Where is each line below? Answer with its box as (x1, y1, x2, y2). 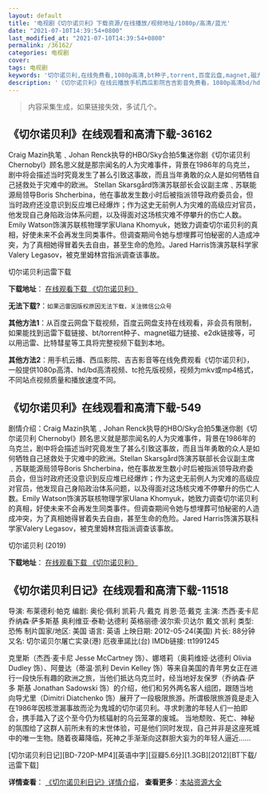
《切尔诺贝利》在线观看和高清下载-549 (8, 401, 202, 415)
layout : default (8, 11, 62, 20)
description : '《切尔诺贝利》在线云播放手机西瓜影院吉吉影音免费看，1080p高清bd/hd (8, 78, 261, 86)
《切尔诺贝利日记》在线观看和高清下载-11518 (8, 583, 229, 597)
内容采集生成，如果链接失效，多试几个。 (27, 102, 161, 111)
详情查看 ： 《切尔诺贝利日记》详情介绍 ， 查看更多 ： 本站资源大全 (8, 777, 222, 787)
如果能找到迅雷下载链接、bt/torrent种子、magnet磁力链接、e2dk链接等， (8, 328, 249, 338)
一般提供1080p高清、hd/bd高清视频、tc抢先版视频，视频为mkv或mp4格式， (8, 365, 258, 375)
